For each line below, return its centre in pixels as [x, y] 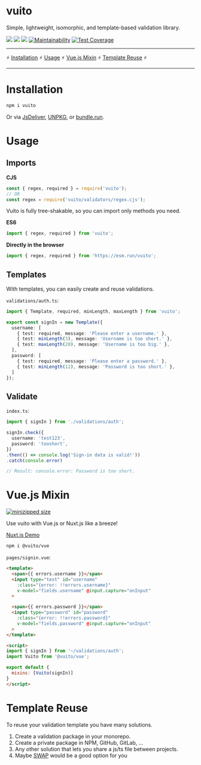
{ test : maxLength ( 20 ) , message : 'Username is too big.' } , [93, 345]
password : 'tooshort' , [40, 444]
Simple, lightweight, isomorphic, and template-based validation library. [93, 28]
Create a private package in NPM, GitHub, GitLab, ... [79, 742]
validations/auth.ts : [33, 300]
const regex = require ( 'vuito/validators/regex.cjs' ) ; [76, 199]
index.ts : [18, 411]
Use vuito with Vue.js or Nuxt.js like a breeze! [62, 523]
